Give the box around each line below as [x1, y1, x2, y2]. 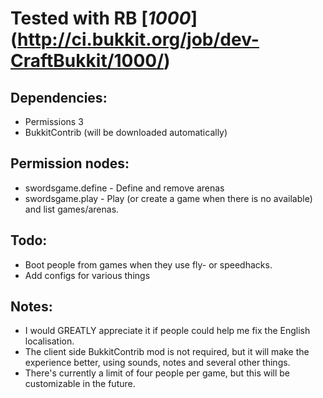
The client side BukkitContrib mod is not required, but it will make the [24, 346, 310, 358]
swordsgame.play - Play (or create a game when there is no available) [24, 192, 313, 204]
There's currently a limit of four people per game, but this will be [24, 367, 291, 379]
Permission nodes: [10, 155, 130, 172]
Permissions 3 [24, 116, 84, 127]
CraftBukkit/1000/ [10, 50, 165, 72]
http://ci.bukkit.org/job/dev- [17, 28, 260, 51]
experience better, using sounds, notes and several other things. [24, 357, 291, 369]
